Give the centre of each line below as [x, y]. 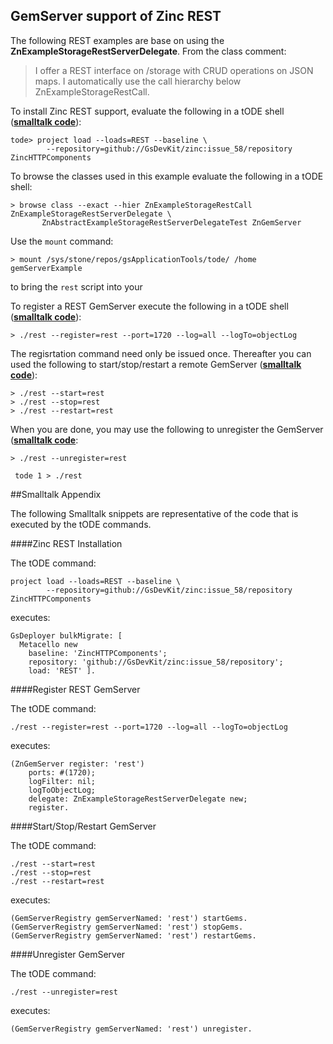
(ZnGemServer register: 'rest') [77, 764]
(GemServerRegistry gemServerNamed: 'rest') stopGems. [127, 927]
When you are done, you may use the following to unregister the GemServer [167, 429]
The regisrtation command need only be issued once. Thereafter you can [161, 353]
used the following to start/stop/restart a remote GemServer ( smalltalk [156, 364]
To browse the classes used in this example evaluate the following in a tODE [167, 176]
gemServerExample [46, 268]
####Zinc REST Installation [66, 543]
